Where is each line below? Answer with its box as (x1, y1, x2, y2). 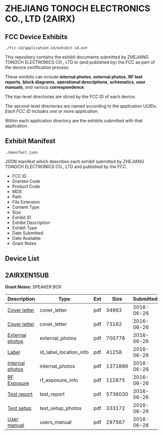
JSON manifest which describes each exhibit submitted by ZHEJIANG (5, 158, 145, 164)
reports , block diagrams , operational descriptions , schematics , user (5, 79, 146, 85)
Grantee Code (12, 178, 40, 184)
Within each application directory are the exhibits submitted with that (5, 118, 143, 123)
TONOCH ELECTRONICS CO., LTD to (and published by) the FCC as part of (5, 59, 155, 65)
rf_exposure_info (39, 377, 78, 384)
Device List (5, 254, 40, 263)
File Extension (12, 199, 40, 205)
